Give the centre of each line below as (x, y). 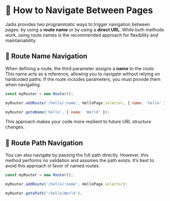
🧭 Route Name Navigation (46, 56)
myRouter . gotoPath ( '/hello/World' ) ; (44, 193)
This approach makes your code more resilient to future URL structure (78, 122)
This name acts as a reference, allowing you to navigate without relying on (83, 74)
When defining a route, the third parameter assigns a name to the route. (80, 68)
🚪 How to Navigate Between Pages (79, 10)
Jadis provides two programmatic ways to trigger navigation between (78, 24)
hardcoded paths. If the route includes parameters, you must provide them (83, 79)
